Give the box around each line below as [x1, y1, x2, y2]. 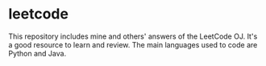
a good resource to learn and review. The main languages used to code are [8, 39, 258, 49]
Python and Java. [8, 48, 67, 58]
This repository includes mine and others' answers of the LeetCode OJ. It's [8, 31, 258, 41]
